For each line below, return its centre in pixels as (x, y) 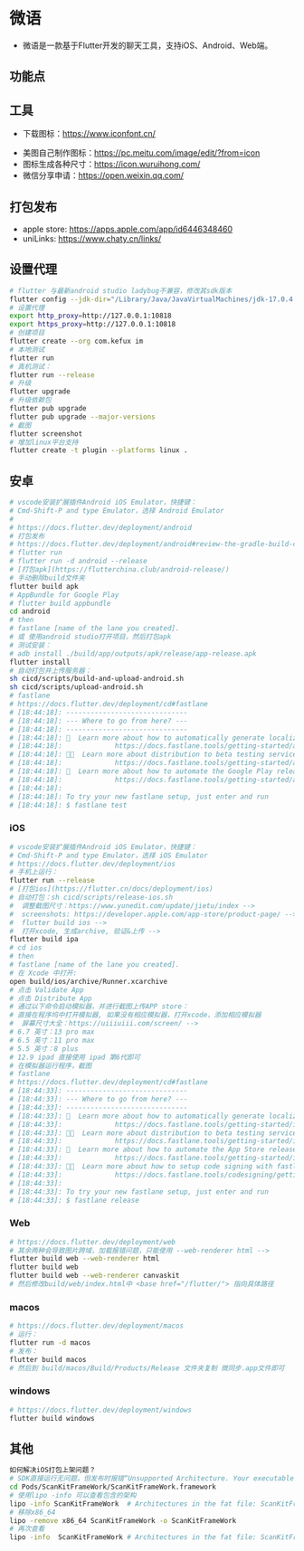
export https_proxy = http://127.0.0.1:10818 (93, 325)
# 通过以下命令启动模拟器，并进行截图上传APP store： (99, 1007)
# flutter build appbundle (60, 603)
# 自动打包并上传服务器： (51, 670)
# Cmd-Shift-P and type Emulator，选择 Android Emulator (117, 511)
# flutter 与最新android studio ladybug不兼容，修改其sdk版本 (121, 290)
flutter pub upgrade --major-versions (82, 417)
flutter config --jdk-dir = (60, 299)
